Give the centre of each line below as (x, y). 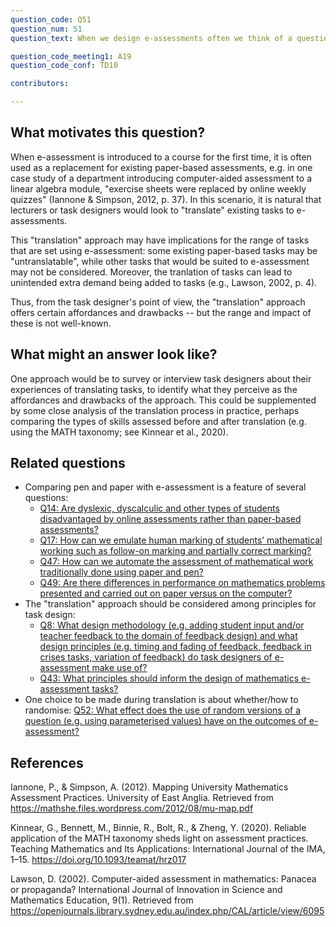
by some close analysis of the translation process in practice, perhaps (155, 410)
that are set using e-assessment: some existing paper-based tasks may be (164, 250)
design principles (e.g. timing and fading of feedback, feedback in (175, 647)
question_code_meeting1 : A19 (71, 56)
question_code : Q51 (51, 19)
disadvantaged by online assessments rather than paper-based (170, 519)
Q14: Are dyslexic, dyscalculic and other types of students (159, 508)
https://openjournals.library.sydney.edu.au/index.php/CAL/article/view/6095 (167, 911)
